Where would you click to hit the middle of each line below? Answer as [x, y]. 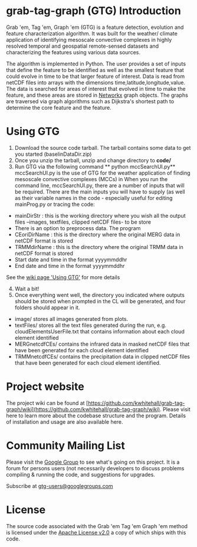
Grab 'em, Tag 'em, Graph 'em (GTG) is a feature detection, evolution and [95, 27]
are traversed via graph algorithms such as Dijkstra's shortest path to [90, 101]
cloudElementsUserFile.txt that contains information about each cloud [99, 331]
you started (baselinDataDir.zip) [53, 154]
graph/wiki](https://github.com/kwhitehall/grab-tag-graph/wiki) [83, 409]
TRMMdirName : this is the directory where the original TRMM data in [99, 247]
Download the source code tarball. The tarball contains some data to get [103, 148]
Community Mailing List [66, 446]
